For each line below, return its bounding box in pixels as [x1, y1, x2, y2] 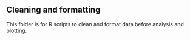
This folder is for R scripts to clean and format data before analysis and [6, 20, 184, 27]
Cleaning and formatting [6, 5, 101, 15]
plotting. [6, 27, 27, 34]
